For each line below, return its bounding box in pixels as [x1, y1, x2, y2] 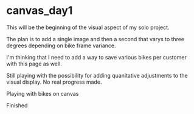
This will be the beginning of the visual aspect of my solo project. [6, 24, 170, 31]
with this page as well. [6, 60, 62, 67]
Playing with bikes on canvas [6, 90, 79, 97]
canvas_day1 [6, 4, 73, 18]
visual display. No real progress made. [6, 78, 102, 85]
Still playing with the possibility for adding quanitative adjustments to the [6, 72, 188, 79]
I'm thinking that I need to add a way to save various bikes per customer [6, 53, 187, 61]
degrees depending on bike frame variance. [6, 42, 117, 49]
